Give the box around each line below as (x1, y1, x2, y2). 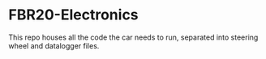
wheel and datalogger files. (8, 40, 100, 50)
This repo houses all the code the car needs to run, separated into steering (8, 32, 259, 42)
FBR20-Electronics (8, 6, 139, 24)
